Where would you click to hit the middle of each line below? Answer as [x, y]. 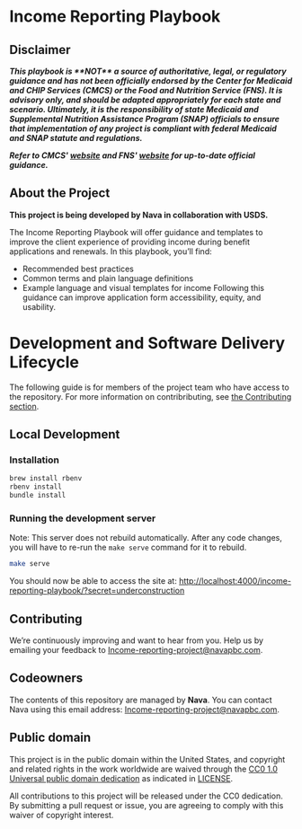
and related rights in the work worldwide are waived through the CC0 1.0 [144, 769]
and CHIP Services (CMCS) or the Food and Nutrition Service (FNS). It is [146, 90]
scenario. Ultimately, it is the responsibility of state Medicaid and [134, 109]
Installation [35, 460]
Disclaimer [40, 50]
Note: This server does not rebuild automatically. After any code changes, [146, 538]
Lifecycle [44, 362]
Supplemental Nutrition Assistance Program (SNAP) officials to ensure [145, 119]
